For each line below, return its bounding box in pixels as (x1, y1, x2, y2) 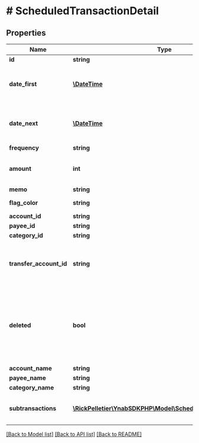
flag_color (9, 199, 38, 207)
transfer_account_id (9, 260, 68, 268)
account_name (9, 364, 52, 372)
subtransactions (9, 404, 57, 412)
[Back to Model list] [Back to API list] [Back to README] (6, 431, 142, 438)
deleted (9, 321, 31, 329)
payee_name (9, 374, 46, 382)
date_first (9, 80, 37, 88)
